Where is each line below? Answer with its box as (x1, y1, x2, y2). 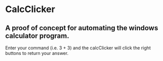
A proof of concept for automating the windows (5, 24, 158, 32)
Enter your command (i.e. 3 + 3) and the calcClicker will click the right (5, 45, 151, 51)
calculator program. (5, 31, 69, 40)
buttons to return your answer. (5, 50, 69, 56)
